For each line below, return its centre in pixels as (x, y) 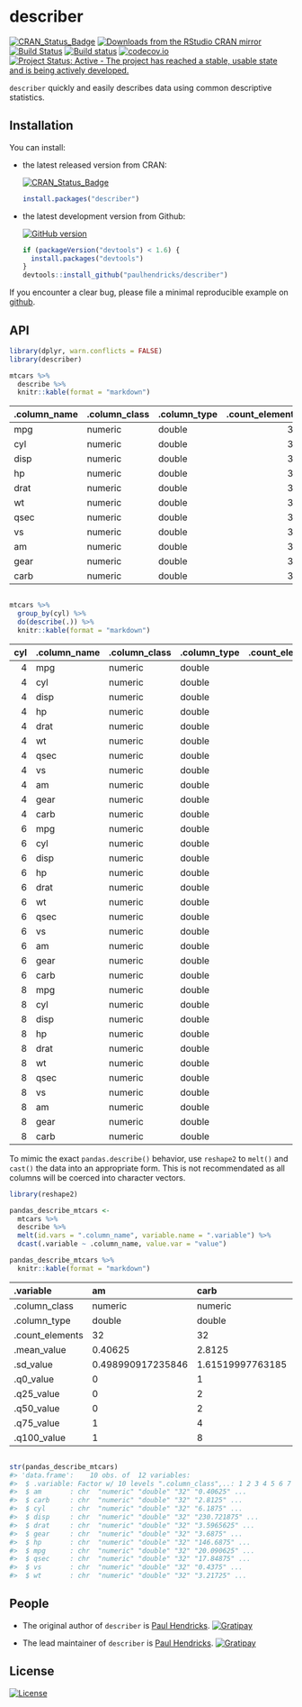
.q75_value (37, 1423)
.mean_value (40, 1349)
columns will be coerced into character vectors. (98, 1177)
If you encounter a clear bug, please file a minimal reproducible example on (149, 292)
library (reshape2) (44, 1194)
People (29, 1604)
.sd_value (34, 1365)
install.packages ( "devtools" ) (87, 259)
